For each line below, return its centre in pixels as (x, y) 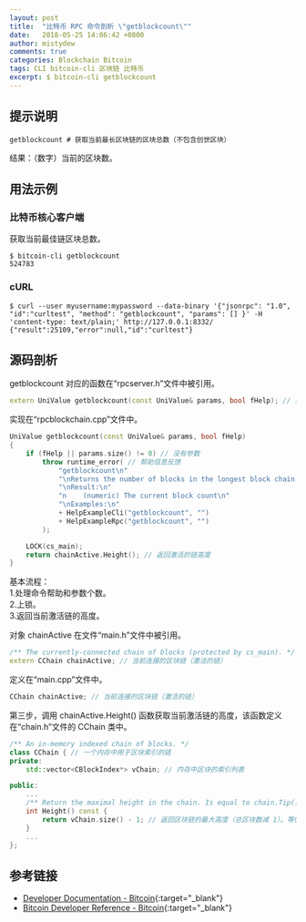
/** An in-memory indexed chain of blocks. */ (99, 743)
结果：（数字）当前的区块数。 (63, 158)
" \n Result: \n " (85, 487)
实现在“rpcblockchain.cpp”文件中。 (76, 419)
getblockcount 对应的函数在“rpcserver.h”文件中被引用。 (115, 384)
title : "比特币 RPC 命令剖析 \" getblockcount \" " (101, 26)
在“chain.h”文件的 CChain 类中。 (71, 726)
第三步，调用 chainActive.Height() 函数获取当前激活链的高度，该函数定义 (146, 715)
